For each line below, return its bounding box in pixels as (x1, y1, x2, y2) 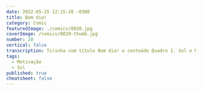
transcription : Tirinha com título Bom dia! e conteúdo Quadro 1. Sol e (6, 48, 192, 54)
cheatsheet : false (6, 75, 52, 81)
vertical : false (6, 43, 47, 48)
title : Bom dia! (6, 14, 47, 20)
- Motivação (11, 59, 42, 65)
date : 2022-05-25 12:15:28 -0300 (6, 8, 90, 15)
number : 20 (6, 37, 34, 43)
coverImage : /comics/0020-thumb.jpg (6, 31, 98, 37)
